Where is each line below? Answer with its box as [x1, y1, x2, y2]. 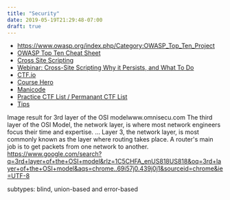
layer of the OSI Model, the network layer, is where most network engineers [7, 121, 221, 129]
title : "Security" [7, 10, 60, 17]
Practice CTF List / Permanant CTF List [16, 93, 128, 101]
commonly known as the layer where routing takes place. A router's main [7, 135, 214, 144]
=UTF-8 [7, 172, 30, 180]
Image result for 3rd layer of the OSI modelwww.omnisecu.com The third [7, 113, 213, 122]
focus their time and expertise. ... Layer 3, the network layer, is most [7, 128, 199, 136]
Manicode [16, 85, 46, 93]
